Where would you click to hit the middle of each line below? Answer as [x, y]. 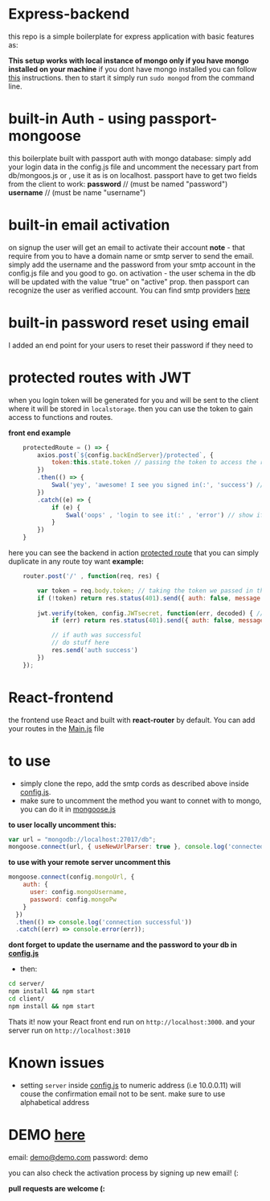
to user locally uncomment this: [62, 825]
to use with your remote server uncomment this [90, 862]
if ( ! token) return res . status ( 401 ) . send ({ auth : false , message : [151, 598]
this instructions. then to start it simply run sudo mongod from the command [131, 77]
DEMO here [47, 1135]
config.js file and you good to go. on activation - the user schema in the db [132, 273]
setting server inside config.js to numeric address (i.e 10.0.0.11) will [130, 1085]
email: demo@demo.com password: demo [78, 1157]
